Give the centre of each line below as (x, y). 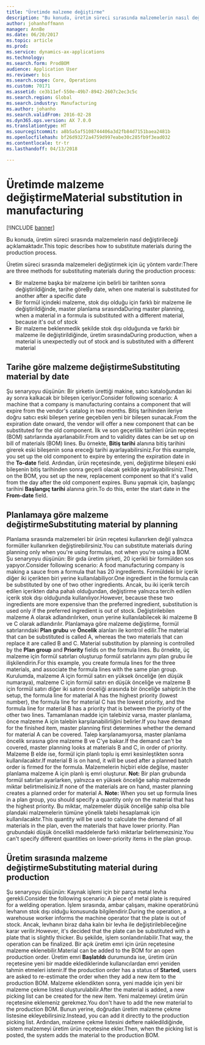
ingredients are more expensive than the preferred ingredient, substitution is (102, 604)
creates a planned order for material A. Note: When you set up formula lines (102, 793)
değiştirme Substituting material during (82, 868)
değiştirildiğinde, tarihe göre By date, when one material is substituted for (107, 289)
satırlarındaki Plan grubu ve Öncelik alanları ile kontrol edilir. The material (98, 630)
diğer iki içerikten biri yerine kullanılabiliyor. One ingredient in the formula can (103, 578)
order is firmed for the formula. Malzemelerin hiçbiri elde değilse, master (98, 767)
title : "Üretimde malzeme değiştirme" (56, 12)
